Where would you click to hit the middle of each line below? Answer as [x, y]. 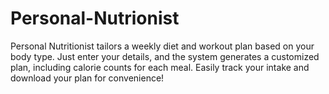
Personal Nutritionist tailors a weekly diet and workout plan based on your [162, 46]
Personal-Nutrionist [95, 18]
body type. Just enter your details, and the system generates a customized [165, 56]
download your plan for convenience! [87, 78]
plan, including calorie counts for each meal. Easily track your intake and [160, 67]
